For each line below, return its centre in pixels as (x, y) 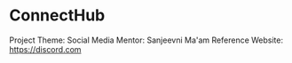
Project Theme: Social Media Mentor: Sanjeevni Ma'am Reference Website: (146, 40)
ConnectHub (57, 16)
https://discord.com (45, 49)
